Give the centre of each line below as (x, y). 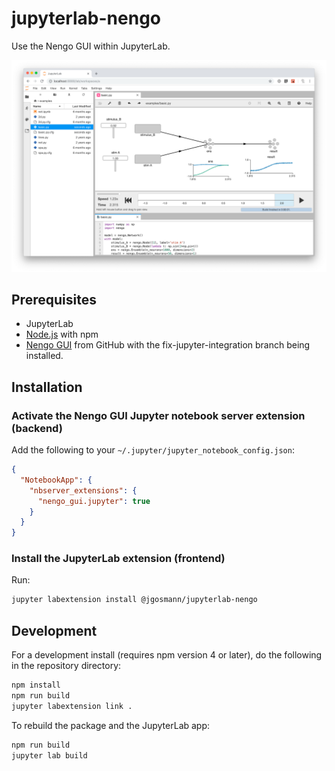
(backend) (37, 428)
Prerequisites (54, 299)
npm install (36, 685)
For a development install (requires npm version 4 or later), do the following (167, 655)
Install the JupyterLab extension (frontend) (118, 559)
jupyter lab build (49, 755)
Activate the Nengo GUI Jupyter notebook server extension (158, 415)
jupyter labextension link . (72, 706)
